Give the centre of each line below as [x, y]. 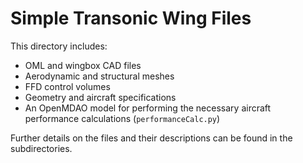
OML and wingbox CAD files [83, 65]
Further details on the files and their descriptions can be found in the [151, 138]
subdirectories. [41, 148]
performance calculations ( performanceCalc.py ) [122, 118]
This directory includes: [59, 46]
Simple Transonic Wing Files [131, 18]
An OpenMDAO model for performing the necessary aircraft [148, 108]
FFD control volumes [67, 86]
